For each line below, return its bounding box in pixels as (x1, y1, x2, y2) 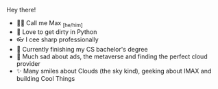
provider (16, 59, 40, 67)
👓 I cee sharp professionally (16, 35, 99, 43)
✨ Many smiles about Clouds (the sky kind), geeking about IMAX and (16, 67, 212, 75)
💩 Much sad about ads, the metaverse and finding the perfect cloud (16, 52, 208, 60)
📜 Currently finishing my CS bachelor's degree (16, 45, 148, 53)
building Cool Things (16, 74, 75, 82)
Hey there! (6, 6, 36, 14)
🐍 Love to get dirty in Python (16, 27, 97, 36)
